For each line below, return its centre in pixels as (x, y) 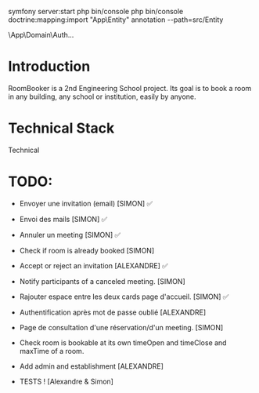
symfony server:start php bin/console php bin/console (96, 11)
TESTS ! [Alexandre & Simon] (66, 381)
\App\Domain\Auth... (41, 35)
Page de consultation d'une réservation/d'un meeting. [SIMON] (121, 327)
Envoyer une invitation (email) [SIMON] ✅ (86, 203)
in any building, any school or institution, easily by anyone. (103, 96)
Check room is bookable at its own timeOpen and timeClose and (123, 342)
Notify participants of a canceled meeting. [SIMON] (102, 281)
